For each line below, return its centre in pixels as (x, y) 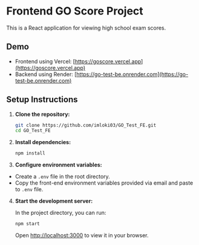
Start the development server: (54, 201)
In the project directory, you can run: (60, 213)
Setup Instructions (42, 100)
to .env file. (29, 189)
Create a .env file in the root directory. (62, 177)
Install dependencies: (43, 142)
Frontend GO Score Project (75, 11)
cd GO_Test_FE (33, 131)
